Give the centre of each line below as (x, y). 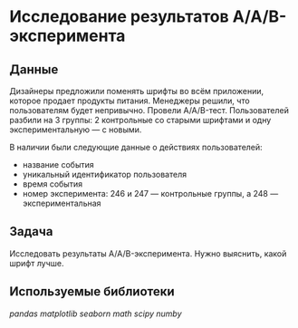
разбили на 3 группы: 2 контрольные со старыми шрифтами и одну (140, 120)
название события (58, 164)
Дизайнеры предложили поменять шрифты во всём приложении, (137, 91)
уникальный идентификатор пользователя (105, 174)
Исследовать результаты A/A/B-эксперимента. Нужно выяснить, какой (148, 253)
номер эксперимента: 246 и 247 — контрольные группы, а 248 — (150, 193)
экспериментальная (62, 203)
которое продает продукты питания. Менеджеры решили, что (130, 101)
